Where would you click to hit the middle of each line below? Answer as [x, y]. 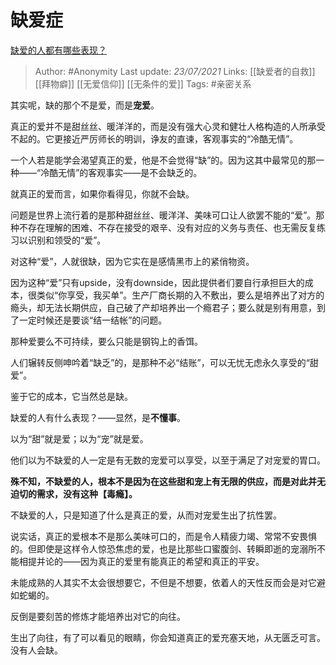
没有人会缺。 [36, 650]
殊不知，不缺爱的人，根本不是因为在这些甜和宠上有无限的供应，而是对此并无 [168, 481]
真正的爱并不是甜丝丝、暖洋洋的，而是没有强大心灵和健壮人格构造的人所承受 [168, 126]
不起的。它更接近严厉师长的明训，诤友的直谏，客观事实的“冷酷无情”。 [154, 138]
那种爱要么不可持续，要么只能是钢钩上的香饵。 [106, 341]
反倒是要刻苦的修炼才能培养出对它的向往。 [98, 616]
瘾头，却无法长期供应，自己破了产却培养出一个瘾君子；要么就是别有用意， [163, 307]
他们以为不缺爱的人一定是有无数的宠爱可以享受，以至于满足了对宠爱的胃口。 [168, 460]
